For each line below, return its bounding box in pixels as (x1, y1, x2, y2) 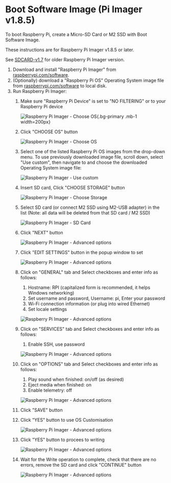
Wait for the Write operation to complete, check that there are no (20, 456, 157, 463)
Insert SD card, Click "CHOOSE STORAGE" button (20, 184, 125, 190)
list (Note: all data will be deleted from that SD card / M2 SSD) (20, 209, 151, 215)
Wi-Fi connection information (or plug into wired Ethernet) (28, 300, 150, 307)
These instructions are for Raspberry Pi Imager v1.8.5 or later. (5, 46, 134, 53)
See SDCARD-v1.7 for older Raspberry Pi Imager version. (5, 56, 125, 62)
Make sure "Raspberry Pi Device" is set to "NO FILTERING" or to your (20, 98, 166, 104)
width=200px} (20, 118, 51, 125)
